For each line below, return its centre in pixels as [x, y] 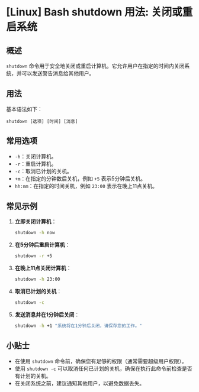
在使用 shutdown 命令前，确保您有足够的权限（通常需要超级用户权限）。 [101, 361]
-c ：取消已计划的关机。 [44, 171]
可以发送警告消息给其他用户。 [58, 73]
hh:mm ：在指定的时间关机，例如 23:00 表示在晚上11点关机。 [86, 186]
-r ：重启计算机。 [36, 164]
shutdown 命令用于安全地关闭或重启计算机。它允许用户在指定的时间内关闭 [95, 66]
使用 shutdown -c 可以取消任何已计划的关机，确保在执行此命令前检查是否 [103, 368]
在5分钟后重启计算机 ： [42, 245]
